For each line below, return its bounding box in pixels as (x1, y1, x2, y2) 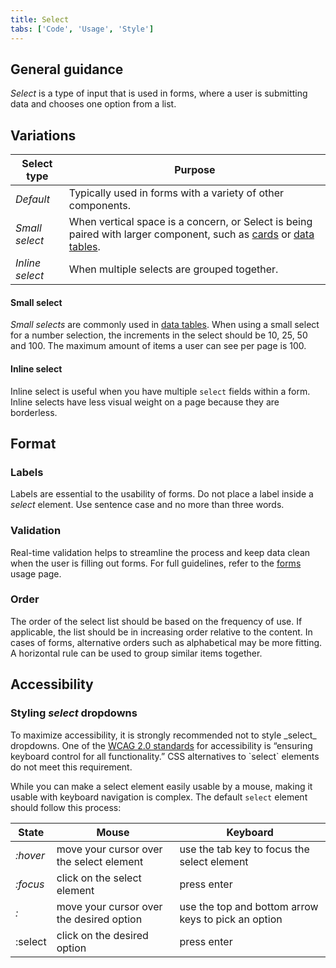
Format (10, 435, 57, 452)
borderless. (10, 406, 58, 418)
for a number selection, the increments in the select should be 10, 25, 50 (10, 329, 308, 341)
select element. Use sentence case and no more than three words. (10, 499, 285, 511)
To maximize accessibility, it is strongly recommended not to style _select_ (10, 729, 317, 741)
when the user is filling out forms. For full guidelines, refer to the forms (10, 557, 302, 569)
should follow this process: (10, 801, 122, 813)
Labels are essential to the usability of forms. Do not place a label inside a (10, 488, 314, 500)
